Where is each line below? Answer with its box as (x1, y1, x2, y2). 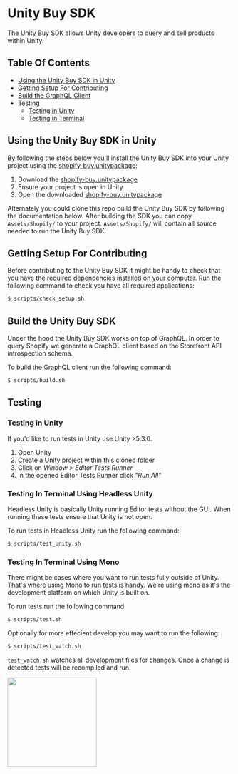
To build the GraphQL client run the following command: (7, 363, 172, 372)
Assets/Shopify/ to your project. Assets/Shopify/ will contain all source (7, 219, 217, 228)
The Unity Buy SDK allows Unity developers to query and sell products (7, 29, 215, 37)
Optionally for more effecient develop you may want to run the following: (7, 628, 220, 637)
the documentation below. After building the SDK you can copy (7, 211, 192, 220)
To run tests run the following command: (7, 602, 126, 611)
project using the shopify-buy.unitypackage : (7, 161, 138, 169)
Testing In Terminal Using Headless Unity (7, 488, 153, 498)
